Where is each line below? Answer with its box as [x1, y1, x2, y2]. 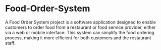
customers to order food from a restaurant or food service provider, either [5, 24, 156, 30]
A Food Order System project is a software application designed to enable [5, 19, 156, 25]
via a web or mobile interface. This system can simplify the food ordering [5, 29, 155, 35]
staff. [5, 40, 16, 46]
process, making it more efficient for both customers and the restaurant [5, 35, 151, 41]
